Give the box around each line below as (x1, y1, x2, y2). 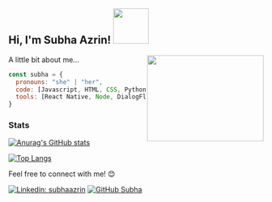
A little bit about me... (8, 54, 79, 65)
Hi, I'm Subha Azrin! (8, 33, 112, 47)
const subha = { (8, 70, 63, 78)
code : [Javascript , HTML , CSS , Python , (15, 86, 151, 94)
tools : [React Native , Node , (15, 93, 114, 101)
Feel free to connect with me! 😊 (8, 169, 116, 179)
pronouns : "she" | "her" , (15, 78, 104, 86)
